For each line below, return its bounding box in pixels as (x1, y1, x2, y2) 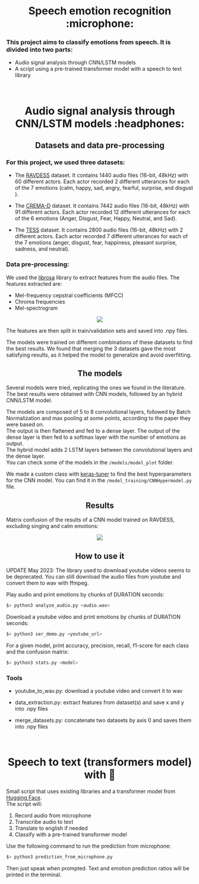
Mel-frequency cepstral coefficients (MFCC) (14, 292, 124, 299)
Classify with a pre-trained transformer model (14, 830, 127, 838)
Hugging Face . (6, 794, 43, 801)
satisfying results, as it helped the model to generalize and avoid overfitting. (6, 351, 192, 358)
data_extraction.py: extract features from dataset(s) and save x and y (14, 699, 184, 706)
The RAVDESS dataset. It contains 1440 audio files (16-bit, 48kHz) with (14, 171, 188, 179)
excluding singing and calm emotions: (6, 523, 99, 530)
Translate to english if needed (14, 824, 88, 832)
